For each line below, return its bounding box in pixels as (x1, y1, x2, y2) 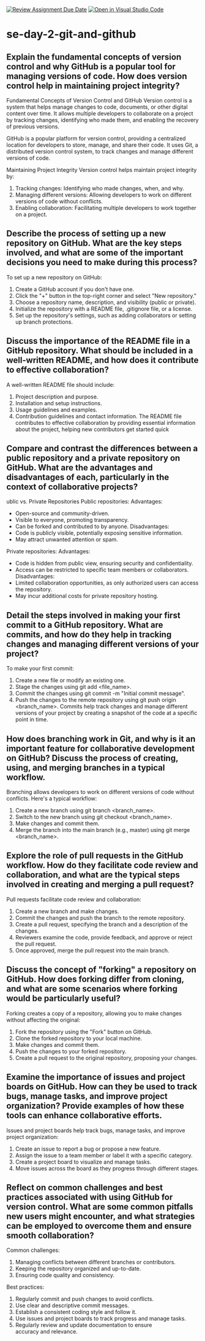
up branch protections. (15, 318, 73, 325)
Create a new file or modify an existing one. (15, 677, 125, 684)
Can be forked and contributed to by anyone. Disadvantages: (15, 523, 170, 531)
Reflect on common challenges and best (6, 1182, 163, 1192)
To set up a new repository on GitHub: (6, 273, 102, 281)
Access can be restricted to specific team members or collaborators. (15, 566, 189, 573)
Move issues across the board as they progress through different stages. (15, 1164, 199, 1172)
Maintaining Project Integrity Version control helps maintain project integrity (6, 166, 197, 173)
